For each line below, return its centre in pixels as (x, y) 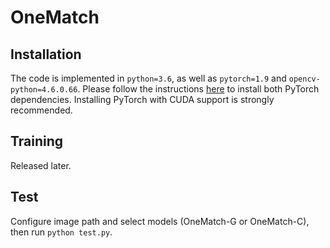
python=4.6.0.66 (44, 90)
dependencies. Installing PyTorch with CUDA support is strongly (142, 99)
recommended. (41, 110)
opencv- (304, 79)
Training (37, 141)
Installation (46, 54)
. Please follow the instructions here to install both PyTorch (198, 89)
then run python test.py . (61, 232)
